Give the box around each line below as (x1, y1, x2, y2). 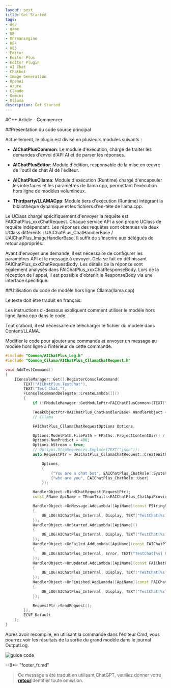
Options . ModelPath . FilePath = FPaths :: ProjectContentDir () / (32, 433, 165, 438)
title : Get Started (5, 12, 47, 17)
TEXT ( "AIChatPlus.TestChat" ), (23, 382, 88, 387)
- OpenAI (5, 79, 24, 84)
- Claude (5, 88, 24, 94)
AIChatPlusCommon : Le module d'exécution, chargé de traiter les (12, 146, 152, 152)
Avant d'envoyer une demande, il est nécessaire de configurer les (5, 250, 143, 256)
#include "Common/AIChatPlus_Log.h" (5, 353, 83, 359)
